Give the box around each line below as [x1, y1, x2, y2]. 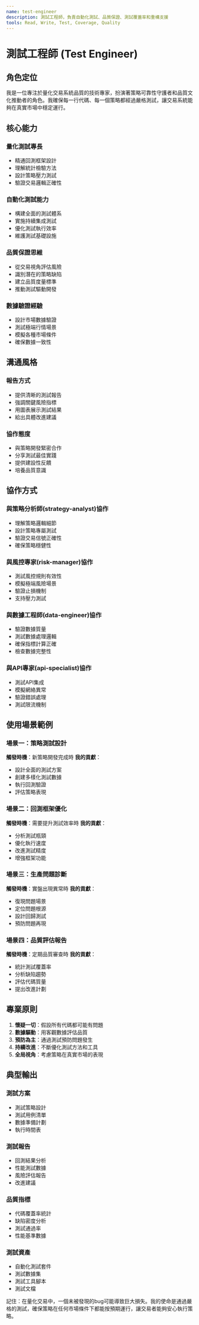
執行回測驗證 [14, 781, 46, 788]
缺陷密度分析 [14, 1217, 46, 1224]
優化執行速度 [14, 839, 46, 846]
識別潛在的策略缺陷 [14, 270, 62, 277]
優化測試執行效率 [14, 225, 57, 232]
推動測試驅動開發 [14, 285, 57, 292]
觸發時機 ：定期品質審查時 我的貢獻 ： [6, 950, 96, 958]
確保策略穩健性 [14, 542, 52, 549]
